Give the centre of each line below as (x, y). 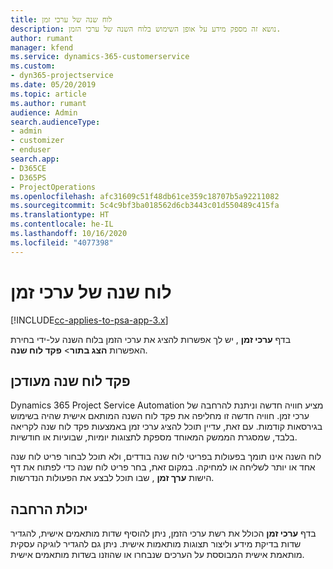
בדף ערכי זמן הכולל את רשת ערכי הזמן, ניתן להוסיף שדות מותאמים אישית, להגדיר (163, 533)
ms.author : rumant (48, 103)
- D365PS (28, 177)
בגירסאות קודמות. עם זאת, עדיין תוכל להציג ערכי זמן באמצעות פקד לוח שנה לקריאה (166, 427)
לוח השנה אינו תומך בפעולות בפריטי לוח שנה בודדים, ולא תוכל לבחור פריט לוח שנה (166, 457)
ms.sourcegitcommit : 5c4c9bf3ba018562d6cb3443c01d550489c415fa (145, 206)
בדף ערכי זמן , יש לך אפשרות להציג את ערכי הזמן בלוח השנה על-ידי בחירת (151, 339)
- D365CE (28, 168)
